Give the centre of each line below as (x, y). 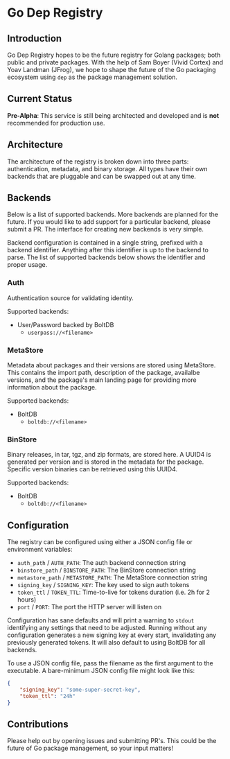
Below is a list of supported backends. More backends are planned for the (113, 215)
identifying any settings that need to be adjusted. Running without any (107, 628)
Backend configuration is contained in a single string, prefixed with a (105, 243)
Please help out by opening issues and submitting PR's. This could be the (112, 741)
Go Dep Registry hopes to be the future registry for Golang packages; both (114, 55)
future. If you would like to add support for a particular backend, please (109, 222)
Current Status (40, 99)
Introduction (35, 38)
